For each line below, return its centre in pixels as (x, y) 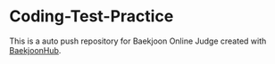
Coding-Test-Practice (92, 16)
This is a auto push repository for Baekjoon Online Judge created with (138, 41)
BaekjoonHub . (35, 50)
